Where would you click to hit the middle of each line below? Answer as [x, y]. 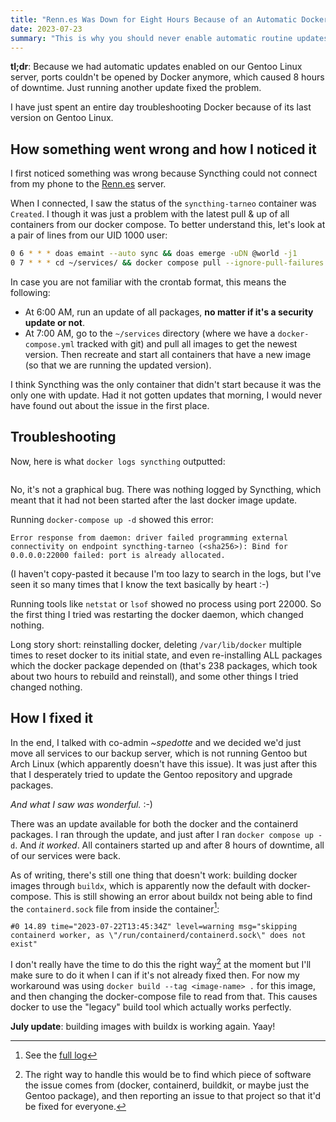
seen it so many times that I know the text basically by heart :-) [140, 584]
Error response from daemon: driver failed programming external [149, 537]
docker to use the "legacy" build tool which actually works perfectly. [151, 1007]
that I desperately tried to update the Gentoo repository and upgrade [151, 774]
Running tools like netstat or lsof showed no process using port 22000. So [166, 603]
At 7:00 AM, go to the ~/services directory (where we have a [150, 333]
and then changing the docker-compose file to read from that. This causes [164, 996]
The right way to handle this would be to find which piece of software [168, 1074]
